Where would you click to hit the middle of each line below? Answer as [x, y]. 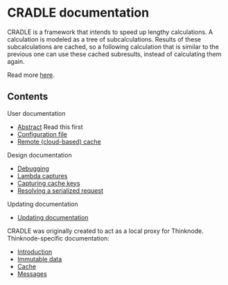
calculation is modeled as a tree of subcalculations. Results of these [104, 39]
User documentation [36, 113]
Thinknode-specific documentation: [58, 238]
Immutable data [40, 259]
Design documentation [40, 155]
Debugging [33, 169]
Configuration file [42, 134]
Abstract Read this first [50, 127]
